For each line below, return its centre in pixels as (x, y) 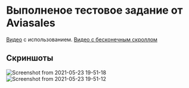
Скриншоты (30, 58)
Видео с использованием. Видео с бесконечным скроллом (82, 39)
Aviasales (31, 23)
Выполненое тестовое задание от (94, 10)
